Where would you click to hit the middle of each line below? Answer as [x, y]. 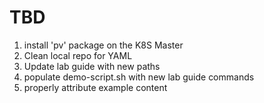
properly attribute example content [95, 87]
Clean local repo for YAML [78, 55]
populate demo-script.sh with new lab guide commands [139, 77]
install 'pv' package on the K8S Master [103, 45]
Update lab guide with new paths [92, 66]
